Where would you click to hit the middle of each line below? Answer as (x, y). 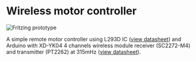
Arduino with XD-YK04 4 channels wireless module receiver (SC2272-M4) (98, 45)
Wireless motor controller (72, 11)
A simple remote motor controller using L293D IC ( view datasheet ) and (94, 39)
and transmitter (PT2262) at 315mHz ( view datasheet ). (74, 51)
